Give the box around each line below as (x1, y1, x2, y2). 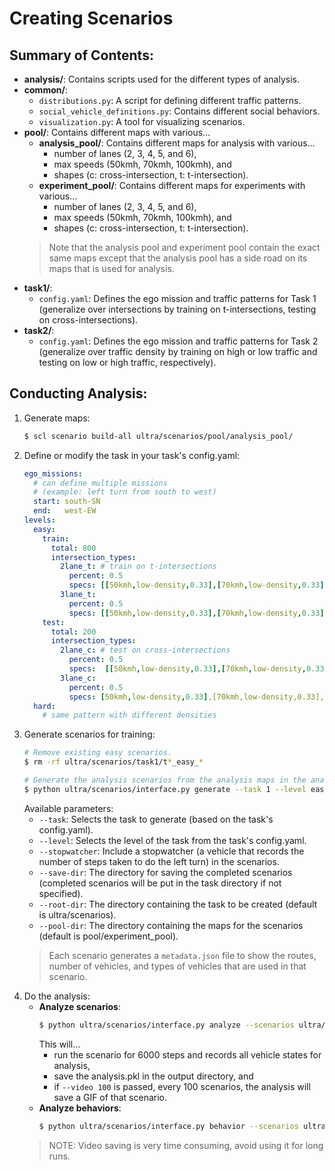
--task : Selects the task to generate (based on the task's (38, 813, 274, 825)
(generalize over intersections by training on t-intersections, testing (38, 303, 317, 315)
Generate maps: (23, 412, 91, 424)
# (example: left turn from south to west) (33, 487, 217, 497)
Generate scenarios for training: (23, 728, 156, 741)
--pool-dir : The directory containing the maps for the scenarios (38, 919, 304, 931)
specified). (38, 887, 84, 899)
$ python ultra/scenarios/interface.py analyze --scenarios (38, 1020, 295, 1030)
